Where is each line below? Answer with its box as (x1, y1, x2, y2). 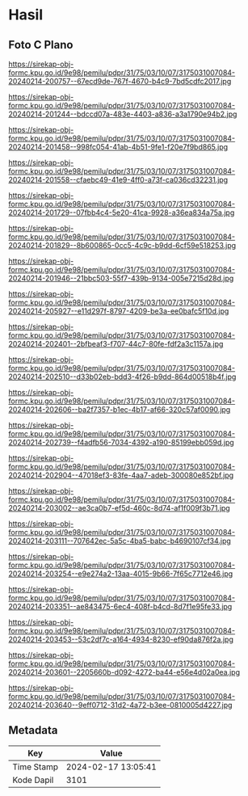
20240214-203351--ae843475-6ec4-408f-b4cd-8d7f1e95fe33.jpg (8, 602, 233, 611)
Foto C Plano (8, 38, 74, 52)
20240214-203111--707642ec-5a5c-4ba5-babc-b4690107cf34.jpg (8, 536, 232, 545)
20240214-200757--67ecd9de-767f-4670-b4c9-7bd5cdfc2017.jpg (8, 77, 232, 86)
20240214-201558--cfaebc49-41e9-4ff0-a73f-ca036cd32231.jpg (8, 175, 229, 184)
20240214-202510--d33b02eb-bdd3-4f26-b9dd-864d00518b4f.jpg (8, 372, 237, 381)
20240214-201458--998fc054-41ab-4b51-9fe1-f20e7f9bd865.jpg (8, 142, 229, 151)
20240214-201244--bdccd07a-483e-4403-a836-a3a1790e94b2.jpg (8, 109, 237, 119)
